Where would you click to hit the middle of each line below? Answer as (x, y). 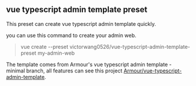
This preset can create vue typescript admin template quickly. (81, 24)
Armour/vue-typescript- (153, 71)
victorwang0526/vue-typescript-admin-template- (130, 47)
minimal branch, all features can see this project (64, 71)
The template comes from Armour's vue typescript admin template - (89, 64)
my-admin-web (56, 53)
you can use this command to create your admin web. (71, 35)
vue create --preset (44, 47)
